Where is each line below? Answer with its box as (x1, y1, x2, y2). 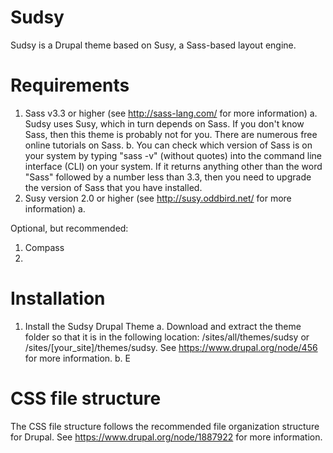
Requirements (10, 74, 130, 97)
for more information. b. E (24, 352, 131, 364)
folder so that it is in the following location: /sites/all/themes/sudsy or (24, 331, 310, 343)
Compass (24, 241, 65, 253)
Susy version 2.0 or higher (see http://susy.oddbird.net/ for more (24, 192, 292, 204)
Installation (10, 287, 106, 310)
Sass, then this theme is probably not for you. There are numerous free (24, 128, 318, 140)
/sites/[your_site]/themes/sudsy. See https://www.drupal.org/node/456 (24, 341, 318, 353)
